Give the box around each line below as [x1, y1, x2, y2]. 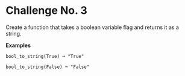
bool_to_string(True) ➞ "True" [5, 53, 84, 59]
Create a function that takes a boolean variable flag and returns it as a [5, 24, 179, 31]
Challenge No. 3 [5, 4, 88, 17]
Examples [5, 42, 31, 49]
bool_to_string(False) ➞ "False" [5, 64, 90, 70]
